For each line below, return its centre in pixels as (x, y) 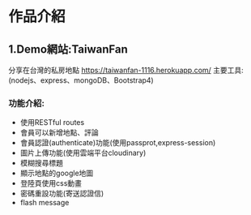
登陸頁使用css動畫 (51, 183)
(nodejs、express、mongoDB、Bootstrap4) (81, 80)
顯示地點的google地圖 (57, 173)
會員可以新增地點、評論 (59, 133)
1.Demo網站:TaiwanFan (68, 49)
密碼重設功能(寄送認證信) (62, 193)
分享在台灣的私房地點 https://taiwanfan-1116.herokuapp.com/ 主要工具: (126, 70)
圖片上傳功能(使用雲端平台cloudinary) (83, 153)
